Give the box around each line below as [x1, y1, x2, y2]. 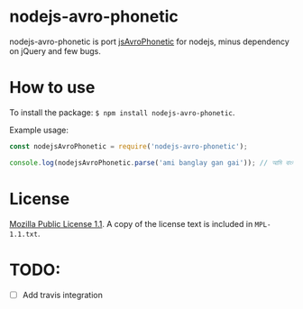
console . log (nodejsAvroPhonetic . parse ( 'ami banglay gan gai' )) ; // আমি [9, 158, 282, 168]
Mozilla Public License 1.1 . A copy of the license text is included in [9, 218, 253, 229]
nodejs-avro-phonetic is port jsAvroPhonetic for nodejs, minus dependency [9, 36, 290, 47]
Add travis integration [22, 289, 104, 300]
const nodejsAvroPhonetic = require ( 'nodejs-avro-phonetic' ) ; [9, 141, 248, 150]
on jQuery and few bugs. [9, 45, 102, 56]
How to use [9, 77, 96, 98]
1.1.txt [9, 230, 39, 239]
